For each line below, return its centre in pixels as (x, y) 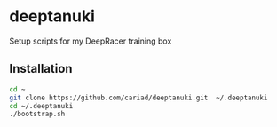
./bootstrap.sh (37, 114)
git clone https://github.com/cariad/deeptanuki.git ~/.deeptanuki (138, 98)
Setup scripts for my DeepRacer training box (91, 41)
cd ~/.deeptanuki (41, 106)
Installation (41, 69)
